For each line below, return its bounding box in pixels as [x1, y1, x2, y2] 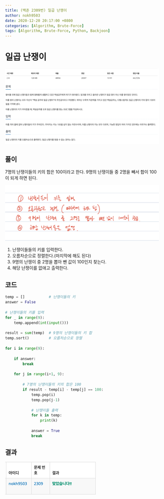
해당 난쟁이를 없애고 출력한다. [12, 265, 69, 271]
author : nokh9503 [5, 13, 41, 18]
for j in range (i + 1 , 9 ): [14, 372, 64, 377]
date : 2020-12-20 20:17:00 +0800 [5, 18, 73, 23]
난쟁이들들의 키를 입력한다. [12, 247, 63, 253]
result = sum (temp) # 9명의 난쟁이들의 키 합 [5, 331, 92, 336]
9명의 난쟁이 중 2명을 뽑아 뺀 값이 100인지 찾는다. [12, 259, 106, 265]
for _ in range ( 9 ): [5, 315, 45, 320]
